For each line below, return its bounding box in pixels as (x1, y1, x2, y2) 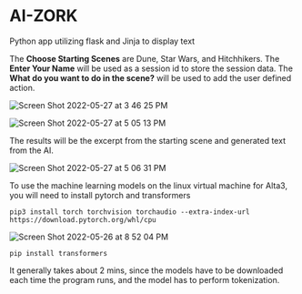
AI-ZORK (9, 5, 78, 26)
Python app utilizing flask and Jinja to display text (9, 35, 196, 46)
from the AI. (9, 145, 55, 156)
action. (9, 82, 35, 93)
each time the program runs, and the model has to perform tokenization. (9, 274, 280, 285)
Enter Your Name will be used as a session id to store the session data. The (9, 63, 294, 74)
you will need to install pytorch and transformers (9, 189, 191, 200)
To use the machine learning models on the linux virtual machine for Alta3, (9, 179, 288, 191)
